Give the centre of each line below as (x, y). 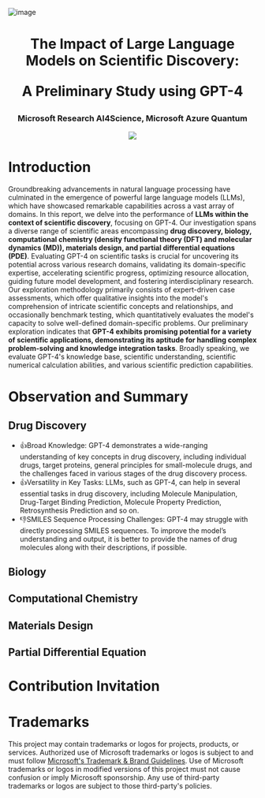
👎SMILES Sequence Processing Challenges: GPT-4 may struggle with (134, 519)
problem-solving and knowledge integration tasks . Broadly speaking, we (129, 348)
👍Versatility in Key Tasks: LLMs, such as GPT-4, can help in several (130, 482)
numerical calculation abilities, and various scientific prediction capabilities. (131, 365)
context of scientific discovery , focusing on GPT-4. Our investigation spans (132, 222)
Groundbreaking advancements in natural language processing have (119, 188)
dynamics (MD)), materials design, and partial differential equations (121, 248)
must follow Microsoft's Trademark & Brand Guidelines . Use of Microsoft (126, 761)
